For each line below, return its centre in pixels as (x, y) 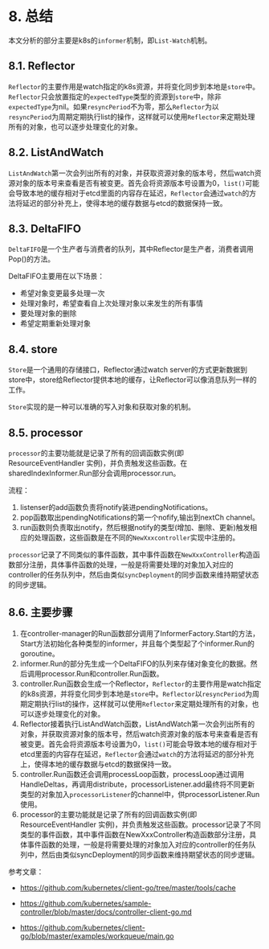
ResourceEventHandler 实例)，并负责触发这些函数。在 (98, 463)
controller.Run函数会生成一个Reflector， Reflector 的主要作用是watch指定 (141, 684)
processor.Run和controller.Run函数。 (102, 673)
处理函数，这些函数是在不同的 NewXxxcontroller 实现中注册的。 (137, 537)
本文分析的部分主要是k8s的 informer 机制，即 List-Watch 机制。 (110, 40)
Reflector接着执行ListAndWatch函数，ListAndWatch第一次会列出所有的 (137, 724)
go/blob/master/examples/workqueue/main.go (97, 936)
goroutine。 (39, 653)
